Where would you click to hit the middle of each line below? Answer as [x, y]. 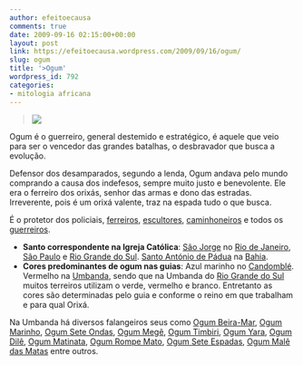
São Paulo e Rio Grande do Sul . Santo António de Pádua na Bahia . [146, 256]
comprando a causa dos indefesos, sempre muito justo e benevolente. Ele [147, 183]
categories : [32, 85]
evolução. [28, 156]
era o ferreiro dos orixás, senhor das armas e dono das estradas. [131, 192]
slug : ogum [30, 60]
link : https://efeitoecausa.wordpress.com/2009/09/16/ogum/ [126, 52]
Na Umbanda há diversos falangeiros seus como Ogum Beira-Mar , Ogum [146, 322]
